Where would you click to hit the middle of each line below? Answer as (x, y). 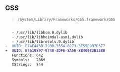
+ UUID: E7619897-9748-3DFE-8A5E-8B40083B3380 (55, 51)
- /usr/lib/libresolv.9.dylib (43, 41)
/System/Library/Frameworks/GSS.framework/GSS (66, 19)
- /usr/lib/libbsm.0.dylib (40, 32)
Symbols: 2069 (29, 60)
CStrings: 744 (27, 64)
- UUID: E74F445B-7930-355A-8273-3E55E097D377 (55, 46)
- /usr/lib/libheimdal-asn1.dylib (47, 37)
